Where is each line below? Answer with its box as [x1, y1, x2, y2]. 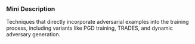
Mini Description [6, 5, 55, 13]
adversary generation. [6, 31, 61, 38]
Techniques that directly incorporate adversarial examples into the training [6, 18, 189, 26]
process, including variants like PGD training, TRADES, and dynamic [6, 24, 173, 32]
